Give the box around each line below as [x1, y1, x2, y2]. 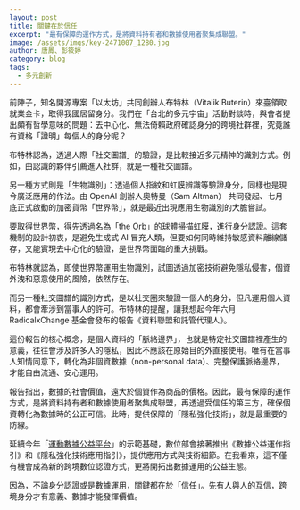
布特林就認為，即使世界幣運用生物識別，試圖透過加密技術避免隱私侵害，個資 [9, 262, 291, 272]
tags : [9, 63, 29, 72]
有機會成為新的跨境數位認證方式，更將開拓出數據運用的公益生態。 [9, 461, 252, 472]
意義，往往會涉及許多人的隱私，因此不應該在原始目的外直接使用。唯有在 [9, 345, 275, 355]
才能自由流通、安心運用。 [9, 367, 104, 378]
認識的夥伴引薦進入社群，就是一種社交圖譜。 [32, 160, 197, 171]
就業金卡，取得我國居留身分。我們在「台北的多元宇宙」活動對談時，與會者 [9, 108, 283, 119]
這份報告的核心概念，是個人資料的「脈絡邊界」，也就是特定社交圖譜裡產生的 [9, 333, 287, 344]
